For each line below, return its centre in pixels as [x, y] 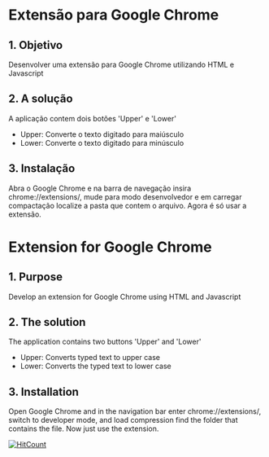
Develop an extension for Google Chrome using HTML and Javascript [125, 297]
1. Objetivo [36, 45]
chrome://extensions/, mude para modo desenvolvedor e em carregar [125, 196]
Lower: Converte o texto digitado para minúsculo [102, 143]
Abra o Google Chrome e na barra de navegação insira [100, 188]
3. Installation [44, 391]
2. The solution [47, 322]
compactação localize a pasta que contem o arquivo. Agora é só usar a [128, 205]
